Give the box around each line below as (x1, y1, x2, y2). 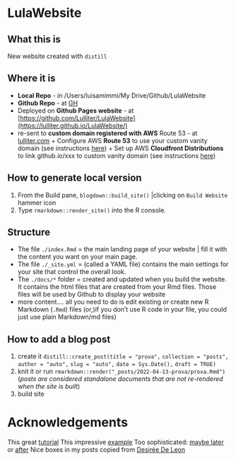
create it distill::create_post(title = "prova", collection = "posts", (17, 352, 229, 360)
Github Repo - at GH (17, 98, 78, 107)
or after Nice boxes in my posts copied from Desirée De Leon (7, 445, 186, 454)
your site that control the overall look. (17, 268, 126, 276)
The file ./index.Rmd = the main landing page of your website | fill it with (17, 245, 228, 254)
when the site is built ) (17, 382, 81, 391)
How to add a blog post (7, 333, 111, 345)
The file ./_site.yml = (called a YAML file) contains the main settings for (17, 260, 229, 268)
